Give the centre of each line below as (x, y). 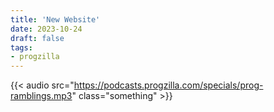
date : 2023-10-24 (46, 29)
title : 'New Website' (55, 19)
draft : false (37, 38)
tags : (21, 47)
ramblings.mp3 (41, 96)
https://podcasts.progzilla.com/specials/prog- (168, 85)
